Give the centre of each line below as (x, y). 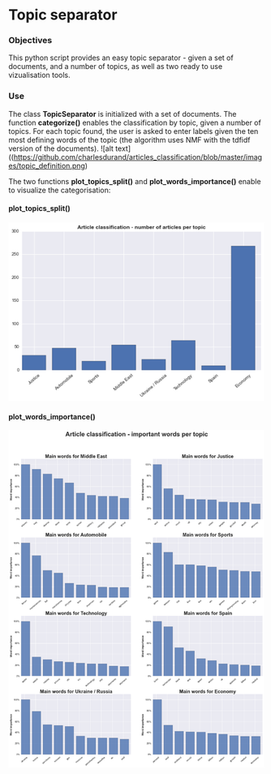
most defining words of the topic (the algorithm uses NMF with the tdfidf (129, 140)
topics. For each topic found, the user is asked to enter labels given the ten (133, 131)
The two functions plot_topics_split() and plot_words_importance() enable (135, 181)
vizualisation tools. (39, 75)
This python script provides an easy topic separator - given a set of (121, 58)
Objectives (30, 41)
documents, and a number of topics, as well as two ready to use (116, 67)
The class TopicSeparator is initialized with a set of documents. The (123, 114)
